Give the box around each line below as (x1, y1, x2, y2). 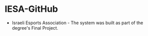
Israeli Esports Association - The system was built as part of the (11, 20, 144, 26)
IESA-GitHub (4, 3, 58, 15)
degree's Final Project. (11, 25, 58, 31)
